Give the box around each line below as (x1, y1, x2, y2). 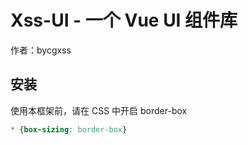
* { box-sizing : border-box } (10, 124, 128, 135)
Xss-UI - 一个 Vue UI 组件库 (10, 9, 238, 32)
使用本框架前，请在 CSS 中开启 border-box (10, 104, 188, 116)
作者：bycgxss (10, 44, 72, 56)
